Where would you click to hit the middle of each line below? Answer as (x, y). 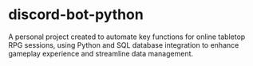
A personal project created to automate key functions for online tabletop (127, 37)
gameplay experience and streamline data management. (101, 53)
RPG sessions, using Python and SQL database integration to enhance (124, 45)
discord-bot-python (76, 15)
